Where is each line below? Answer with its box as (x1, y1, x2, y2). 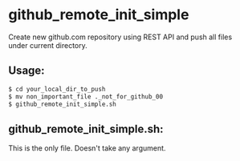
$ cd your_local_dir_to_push (8, 85, 106, 93)
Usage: (8, 64, 46, 78)
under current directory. (8, 40, 88, 50)
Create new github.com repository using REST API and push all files (8, 32, 233, 42)
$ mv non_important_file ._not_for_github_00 (8, 92, 163, 101)
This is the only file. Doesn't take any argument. (8, 143, 166, 153)
